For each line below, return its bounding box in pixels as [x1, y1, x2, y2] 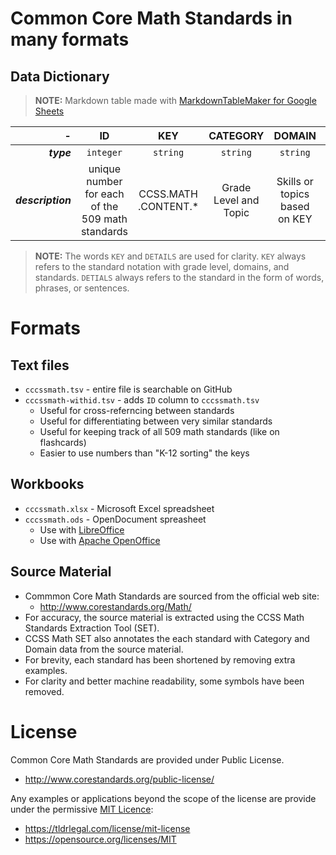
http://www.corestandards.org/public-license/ [24, 773, 215, 785]
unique [88, 162, 122, 176]
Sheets [34, 105, 65, 117]
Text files [10, 357, 70, 374]
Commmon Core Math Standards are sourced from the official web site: [24, 590, 320, 602]
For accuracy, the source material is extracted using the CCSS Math [24, 611, 305, 623]
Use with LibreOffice [39, 523, 125, 536]
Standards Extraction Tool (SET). [24, 622, 160, 634]
